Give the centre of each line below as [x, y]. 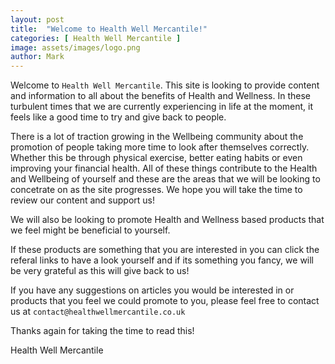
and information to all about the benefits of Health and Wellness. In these [160, 96]
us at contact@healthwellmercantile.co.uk [98, 312]
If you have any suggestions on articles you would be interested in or [152, 290]
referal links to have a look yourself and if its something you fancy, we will [162, 260]
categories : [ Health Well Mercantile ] [96, 38]
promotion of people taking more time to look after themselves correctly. [160, 147]
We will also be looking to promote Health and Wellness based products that [167, 220]
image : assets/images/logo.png [75, 47]
